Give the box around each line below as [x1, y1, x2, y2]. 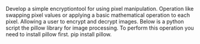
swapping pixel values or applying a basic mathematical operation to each [5, 11, 190, 19]
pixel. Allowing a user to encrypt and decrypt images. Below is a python [5, 18, 184, 25]
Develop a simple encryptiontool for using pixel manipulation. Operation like [5, 5, 194, 12]
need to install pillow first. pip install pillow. [5, 31, 112, 38]
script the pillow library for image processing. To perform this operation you [5, 24, 195, 31]
